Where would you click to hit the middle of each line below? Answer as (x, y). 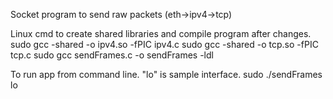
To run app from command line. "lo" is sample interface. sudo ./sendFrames (166, 74)
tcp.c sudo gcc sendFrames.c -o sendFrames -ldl (112, 55)
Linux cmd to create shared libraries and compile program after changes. (161, 33)
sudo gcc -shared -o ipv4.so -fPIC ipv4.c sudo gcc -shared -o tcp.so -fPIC (164, 44)
